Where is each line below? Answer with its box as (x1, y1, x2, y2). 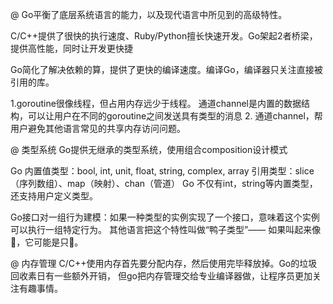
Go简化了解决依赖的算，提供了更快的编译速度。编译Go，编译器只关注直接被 (10, 64, 323, 75)
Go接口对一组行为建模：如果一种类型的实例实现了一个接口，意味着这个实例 (10, 211, 320, 223)
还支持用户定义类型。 (10, 190, 98, 202)
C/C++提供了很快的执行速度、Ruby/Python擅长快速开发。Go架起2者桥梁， (10, 30, 318, 42)
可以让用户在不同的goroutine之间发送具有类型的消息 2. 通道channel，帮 (27, 110, 323, 122)
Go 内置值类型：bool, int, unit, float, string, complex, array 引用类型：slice (10, 165, 315, 177)
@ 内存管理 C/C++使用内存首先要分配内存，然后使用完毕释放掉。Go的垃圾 (10, 258, 318, 269)
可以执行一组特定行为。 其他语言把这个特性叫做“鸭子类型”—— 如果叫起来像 (10, 224, 322, 235)
